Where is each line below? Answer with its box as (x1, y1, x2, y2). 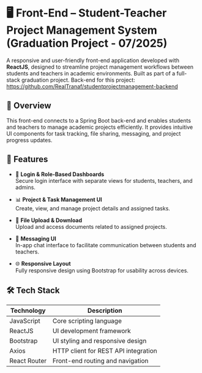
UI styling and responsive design (52, 337, 147, 345)
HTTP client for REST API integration (52, 347, 157, 355)
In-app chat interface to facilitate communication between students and (15, 241, 196, 248)
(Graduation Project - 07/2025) (6, 36, 168, 50)
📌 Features (6, 154, 48, 164)
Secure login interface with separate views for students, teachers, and (15, 177, 193, 184)
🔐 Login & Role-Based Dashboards (15, 171, 105, 178)
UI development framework (52, 327, 132, 336)
